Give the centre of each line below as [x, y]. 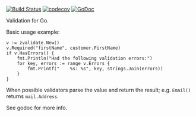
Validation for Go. [27, 20]
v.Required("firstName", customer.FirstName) [63, 48]
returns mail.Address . [33, 96]
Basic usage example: [33, 32]
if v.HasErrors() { [30, 53]
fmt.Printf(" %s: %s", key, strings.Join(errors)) [95, 69]
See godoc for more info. [37, 108]
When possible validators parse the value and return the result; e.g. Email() [99, 90]
